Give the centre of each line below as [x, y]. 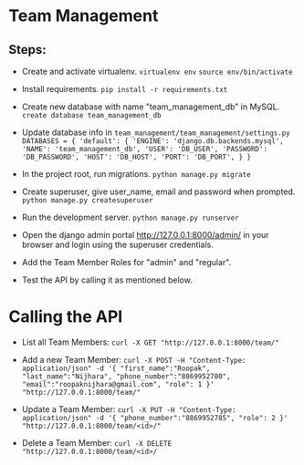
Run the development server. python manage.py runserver [130, 217]
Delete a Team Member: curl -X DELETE [97, 442]
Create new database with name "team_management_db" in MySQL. [151, 107]
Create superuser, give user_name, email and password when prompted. [158, 191]
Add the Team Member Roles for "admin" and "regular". [126, 262]
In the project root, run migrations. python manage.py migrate [136, 174]
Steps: [27, 50]
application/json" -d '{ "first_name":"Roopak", [116, 368]
